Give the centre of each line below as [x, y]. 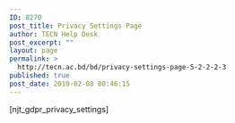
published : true [39, 76]
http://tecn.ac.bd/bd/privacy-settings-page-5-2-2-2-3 [122, 68]
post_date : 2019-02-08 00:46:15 [70, 84]
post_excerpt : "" [42, 42]
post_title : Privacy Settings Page [76, 26]
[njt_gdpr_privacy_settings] [59, 109]
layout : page [34, 51]
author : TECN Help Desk [54, 34]
